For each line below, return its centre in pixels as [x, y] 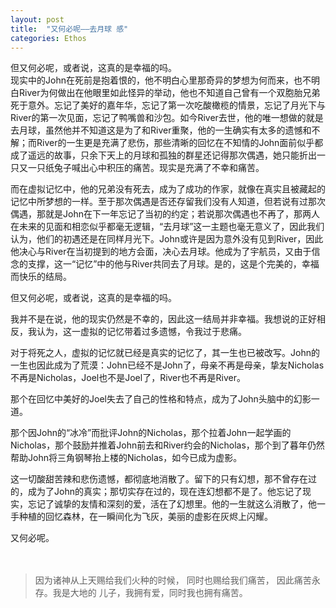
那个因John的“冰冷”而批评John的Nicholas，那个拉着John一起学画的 [151, 433]
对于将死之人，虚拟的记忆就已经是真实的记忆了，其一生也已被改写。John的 [165, 353]
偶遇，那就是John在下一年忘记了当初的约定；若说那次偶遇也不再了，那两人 [165, 214]
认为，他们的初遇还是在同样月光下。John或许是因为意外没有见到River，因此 [167, 239]
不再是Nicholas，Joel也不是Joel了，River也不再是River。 [128, 378]
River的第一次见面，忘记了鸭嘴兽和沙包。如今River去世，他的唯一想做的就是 [167, 118]
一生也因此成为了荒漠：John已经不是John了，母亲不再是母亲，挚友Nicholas [167, 365]
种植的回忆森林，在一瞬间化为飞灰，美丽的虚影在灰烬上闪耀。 [145, 517]
